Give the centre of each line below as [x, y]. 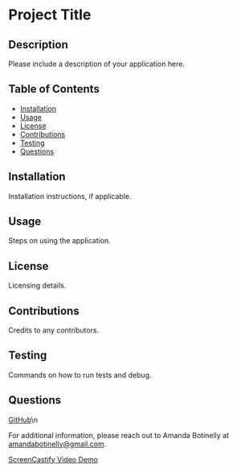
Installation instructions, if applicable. [70, 196]
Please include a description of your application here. [96, 64]
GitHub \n [23, 420]
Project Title [50, 15]
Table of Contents [54, 89]
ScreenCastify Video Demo [53, 459]
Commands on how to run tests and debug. [80, 375]
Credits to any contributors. [54, 330]
